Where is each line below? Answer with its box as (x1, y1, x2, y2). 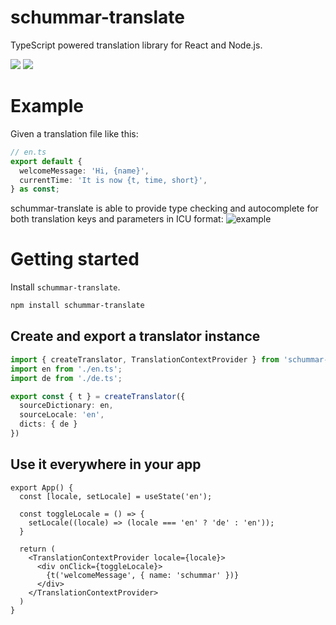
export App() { (10, 482, 74, 493)
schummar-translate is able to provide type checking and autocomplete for (10, 202, 319, 215)
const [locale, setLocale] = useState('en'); (19, 491, 213, 501)
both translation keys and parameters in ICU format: (10, 213, 224, 225)
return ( (19, 544, 56, 554)
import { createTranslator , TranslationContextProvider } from (10, 354, 280, 365)
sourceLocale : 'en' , (19, 410, 105, 420)
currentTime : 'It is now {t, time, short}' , (19, 175, 208, 185)
